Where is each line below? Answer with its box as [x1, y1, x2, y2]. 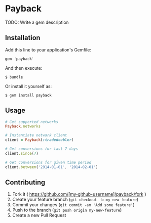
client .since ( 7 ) [5, 151, 38, 156]
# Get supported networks [5, 119, 58, 124]
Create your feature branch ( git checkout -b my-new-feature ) [12, 196, 139, 203]
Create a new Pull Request [12, 212, 67, 218]
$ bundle [5, 75, 23, 80]
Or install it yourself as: [5, 83, 52, 89]
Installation [5, 34, 40, 42]
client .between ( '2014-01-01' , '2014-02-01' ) [5, 164, 98, 170]
